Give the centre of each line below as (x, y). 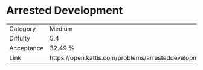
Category (23, 29)
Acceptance (27, 48)
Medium (61, 29)
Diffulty (20, 38)
